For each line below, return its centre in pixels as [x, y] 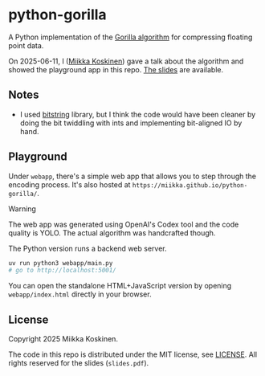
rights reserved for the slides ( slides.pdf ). [79, 363]
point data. [26, 45]
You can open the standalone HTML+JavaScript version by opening [120, 286]
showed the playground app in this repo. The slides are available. [116, 69]
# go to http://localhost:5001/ [62, 271]
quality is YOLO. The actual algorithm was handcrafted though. [112, 233]
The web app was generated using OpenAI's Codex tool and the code [124, 224]
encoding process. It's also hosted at [69, 184]
